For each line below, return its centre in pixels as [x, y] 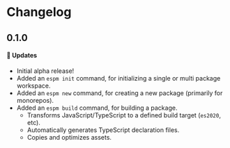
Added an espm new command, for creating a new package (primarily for [120, 93]
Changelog [39, 12]
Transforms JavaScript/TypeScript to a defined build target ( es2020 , [124, 115]
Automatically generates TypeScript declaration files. [103, 130]
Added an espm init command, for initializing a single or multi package [118, 78]
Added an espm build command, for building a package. [97, 108]
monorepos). [35, 100]
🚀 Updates [22, 56]
